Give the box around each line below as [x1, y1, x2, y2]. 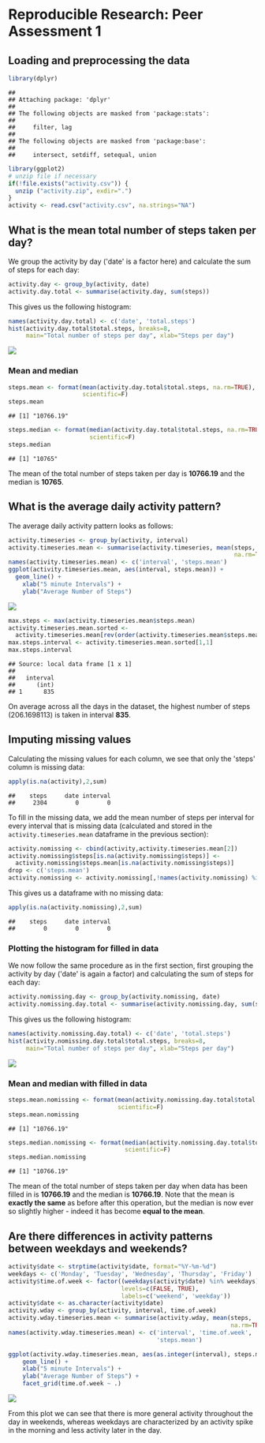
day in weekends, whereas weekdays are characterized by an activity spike [8, 1417, 254, 1426]
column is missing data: [8, 762, 85, 771]
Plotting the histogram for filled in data [8, 943, 159, 954]
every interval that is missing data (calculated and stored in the [8, 821, 213, 830]
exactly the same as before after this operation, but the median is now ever [8, 1198, 254, 1208]
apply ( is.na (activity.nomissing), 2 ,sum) [8, 904, 144, 912]
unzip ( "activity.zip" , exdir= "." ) [15, 187, 132, 195]
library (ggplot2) [8, 164, 65, 173]
